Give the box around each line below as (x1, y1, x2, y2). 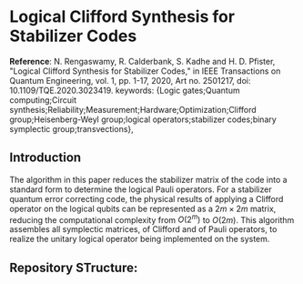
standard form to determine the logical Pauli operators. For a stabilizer (9, 184, 272, 195)
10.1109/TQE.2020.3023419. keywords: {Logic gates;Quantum (9, 85, 240, 96)
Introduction (9, 150, 82, 166)
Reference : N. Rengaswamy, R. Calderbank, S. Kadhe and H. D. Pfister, (9, 56, 276, 66)
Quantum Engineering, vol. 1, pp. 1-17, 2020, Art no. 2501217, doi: (9, 75, 251, 86)
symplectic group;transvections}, (9, 123, 134, 134)
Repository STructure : (9, 259, 138, 275)
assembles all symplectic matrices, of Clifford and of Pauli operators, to (9, 224, 278, 235)
